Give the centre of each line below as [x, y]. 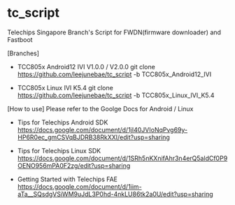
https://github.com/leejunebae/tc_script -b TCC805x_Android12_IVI [114, 74]
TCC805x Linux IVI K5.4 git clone [65, 87]
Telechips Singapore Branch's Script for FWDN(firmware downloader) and [114, 32]
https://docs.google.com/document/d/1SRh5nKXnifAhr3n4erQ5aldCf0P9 [122, 158]
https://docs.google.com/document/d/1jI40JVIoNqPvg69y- [102, 129]
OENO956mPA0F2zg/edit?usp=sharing [74, 165]
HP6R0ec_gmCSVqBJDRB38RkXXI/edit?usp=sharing [93, 137]
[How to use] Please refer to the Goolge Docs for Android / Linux [100, 108]
